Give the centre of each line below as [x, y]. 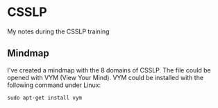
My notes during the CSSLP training [58, 31]
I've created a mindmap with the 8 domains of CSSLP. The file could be [109, 70]
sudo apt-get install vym [44, 98]
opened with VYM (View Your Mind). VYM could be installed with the [105, 77]
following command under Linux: [54, 85]
